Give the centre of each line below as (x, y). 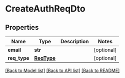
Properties (22, 27)
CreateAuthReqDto (45, 9)
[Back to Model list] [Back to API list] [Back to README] (62, 70)
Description (74, 42)
